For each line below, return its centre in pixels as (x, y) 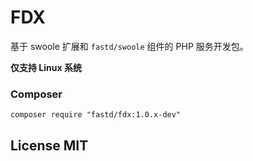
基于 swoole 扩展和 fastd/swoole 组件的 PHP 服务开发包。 (129, 46)
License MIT (49, 145)
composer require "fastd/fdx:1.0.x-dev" (96, 115)
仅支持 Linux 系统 (46, 67)
